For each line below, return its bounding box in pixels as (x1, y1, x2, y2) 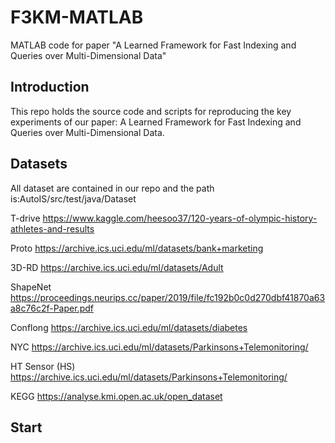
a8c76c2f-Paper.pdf (10, 302, 94, 314)
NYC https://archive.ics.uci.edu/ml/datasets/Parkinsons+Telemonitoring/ (10, 341, 309, 353)
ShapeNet (10, 281, 52, 293)
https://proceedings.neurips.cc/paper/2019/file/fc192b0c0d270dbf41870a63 (10, 291, 326, 303)
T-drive (10, 212, 41, 224)
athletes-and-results (10, 222, 95, 235)
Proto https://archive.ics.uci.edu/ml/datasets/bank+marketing (10, 242, 264, 254)
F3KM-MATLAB (10, 6, 144, 29)
